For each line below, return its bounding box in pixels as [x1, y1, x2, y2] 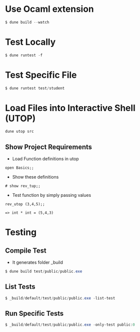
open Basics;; [5, 165, 34, 171]
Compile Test [5, 246, 47, 255]
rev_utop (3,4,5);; [5, 202, 45, 207]
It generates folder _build [12, 259, 63, 265]
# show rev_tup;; [5, 184, 41, 188]
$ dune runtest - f [5, 53, 43, 58]
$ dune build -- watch [5, 20, 50, 25]
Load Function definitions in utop [12, 156, 79, 162]
